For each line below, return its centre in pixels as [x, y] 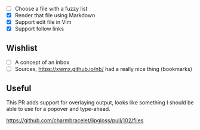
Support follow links [39, 29]
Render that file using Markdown [55, 16]
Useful [19, 88]
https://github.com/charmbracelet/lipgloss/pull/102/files [75, 120]
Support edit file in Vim [43, 22]
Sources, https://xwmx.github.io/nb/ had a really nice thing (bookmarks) [103, 69]
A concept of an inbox [42, 63]
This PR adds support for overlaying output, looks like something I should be [100, 103]
